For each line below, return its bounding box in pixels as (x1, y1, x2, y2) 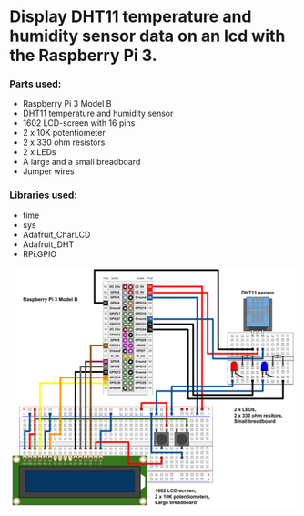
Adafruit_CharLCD (22, 229, 91, 240)
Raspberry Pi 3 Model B (22, 98, 112, 109)
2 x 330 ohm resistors (22, 137, 106, 148)
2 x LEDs (22, 147, 56, 158)
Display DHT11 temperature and (9, 6, 252, 27)
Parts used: (9, 77, 62, 90)
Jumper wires (22, 166, 75, 177)
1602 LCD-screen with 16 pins (22, 118, 136, 129)
